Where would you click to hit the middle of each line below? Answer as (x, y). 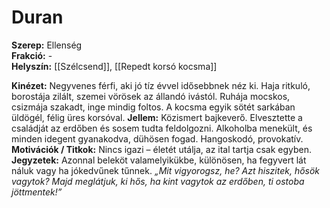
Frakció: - (32, 55)
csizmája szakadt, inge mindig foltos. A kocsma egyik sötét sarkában (153, 107)
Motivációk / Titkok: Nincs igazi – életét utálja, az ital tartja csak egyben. (162, 149)
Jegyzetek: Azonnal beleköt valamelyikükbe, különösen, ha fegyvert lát (159, 160)
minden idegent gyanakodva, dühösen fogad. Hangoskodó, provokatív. (157, 138)
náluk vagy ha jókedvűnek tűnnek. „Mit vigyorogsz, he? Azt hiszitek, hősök (166, 170)
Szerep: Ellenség (47, 45)
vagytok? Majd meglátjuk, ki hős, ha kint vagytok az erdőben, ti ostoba (158, 181)
